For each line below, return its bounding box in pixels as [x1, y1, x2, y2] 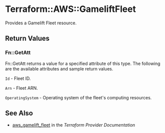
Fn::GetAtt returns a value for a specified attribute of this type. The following [5, 61, 161, 66]
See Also [5, 109, 33, 118]
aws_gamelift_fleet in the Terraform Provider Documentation [12, 122, 135, 128]
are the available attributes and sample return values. [5, 66, 114, 71]
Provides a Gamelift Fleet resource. [5, 20, 77, 26]
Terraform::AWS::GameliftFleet [5, 3, 136, 15]
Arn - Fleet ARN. [5, 85, 38, 91]
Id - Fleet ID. [5, 75, 31, 81]
